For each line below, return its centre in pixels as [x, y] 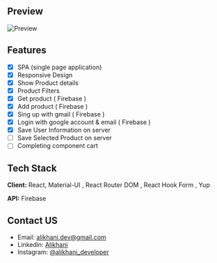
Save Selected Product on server [65, 138]
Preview [25, 12]
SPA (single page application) [59, 67]
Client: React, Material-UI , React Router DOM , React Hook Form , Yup [108, 185]
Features [27, 51]
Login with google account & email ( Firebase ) [84, 122]
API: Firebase [27, 199]
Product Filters [39, 91]
